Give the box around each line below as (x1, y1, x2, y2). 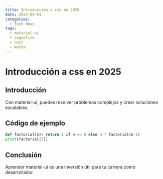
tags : (5, 26, 17, 31)
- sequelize (10, 35, 35, 40)
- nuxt (10, 40, 24, 45)
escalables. (5, 104, 29, 110)
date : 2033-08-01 (5, 12, 42, 17)
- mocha (10, 44, 26, 49)
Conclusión (5, 150, 42, 159)
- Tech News (10, 21, 35, 26)
